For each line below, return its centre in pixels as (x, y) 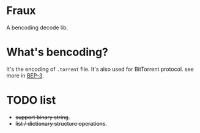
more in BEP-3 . (25, 75)
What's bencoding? (57, 52)
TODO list (31, 100)
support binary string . (43, 117)
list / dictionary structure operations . (61, 123)
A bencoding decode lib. (37, 27)
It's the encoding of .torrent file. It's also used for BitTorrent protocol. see (100, 69)
